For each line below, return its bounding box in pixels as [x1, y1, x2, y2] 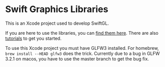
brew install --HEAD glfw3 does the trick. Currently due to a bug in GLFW [5, 50, 160, 56]
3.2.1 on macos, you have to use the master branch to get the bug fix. [5, 55, 149, 61]
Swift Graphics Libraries [5, 4, 108, 15]
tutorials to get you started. [5, 35, 62, 41]
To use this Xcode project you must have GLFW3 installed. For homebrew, [5, 45, 159, 51]
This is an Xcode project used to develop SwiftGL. [5, 20, 109, 26]
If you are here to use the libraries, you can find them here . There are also [5, 30, 159, 36]
